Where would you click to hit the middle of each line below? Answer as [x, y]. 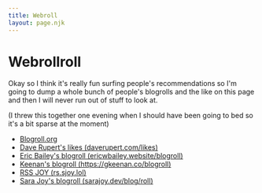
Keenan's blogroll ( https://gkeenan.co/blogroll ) [95, 164]
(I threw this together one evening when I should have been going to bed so [131, 116]
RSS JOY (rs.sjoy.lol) [53, 173]
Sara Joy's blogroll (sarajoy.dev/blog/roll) [86, 181]
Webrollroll [45, 62]
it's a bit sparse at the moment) [59, 124]
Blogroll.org [38, 139]
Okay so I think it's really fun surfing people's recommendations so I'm [123, 84]
